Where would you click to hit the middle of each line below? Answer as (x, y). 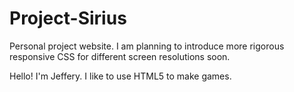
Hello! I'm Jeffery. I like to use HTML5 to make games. (120, 76)
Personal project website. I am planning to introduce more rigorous (147, 46)
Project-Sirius (68, 18)
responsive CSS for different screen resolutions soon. (120, 56)
